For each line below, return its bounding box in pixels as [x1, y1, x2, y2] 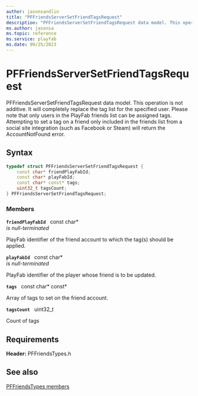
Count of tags [6, 317, 39, 324]
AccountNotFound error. [6, 131, 65, 138]
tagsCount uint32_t [6, 306, 54, 313]
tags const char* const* [6, 283, 68, 290]
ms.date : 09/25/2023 [6, 42, 57, 48]
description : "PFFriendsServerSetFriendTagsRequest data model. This [6, 20, 181, 25]
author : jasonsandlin [6, 8, 60, 15]
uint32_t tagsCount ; [16, 186, 67, 191]
